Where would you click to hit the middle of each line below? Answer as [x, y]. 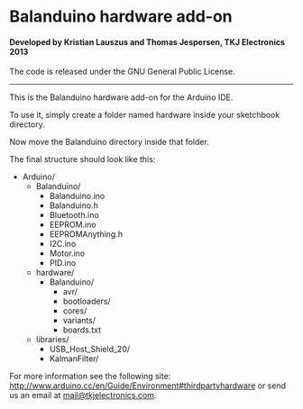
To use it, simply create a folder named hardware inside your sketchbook [145, 115]
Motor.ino [67, 253]
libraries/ [52, 340]
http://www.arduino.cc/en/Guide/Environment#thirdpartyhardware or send [148, 386]
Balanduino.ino [77, 196]
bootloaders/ [87, 301]
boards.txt [82, 330]
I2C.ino [63, 244]
